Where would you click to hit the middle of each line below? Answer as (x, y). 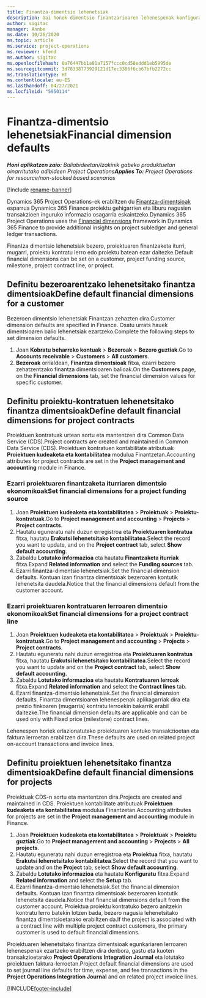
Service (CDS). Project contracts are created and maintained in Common (98, 442)
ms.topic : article (30, 40)
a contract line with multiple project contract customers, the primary (101, 926)
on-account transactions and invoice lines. (61, 744)
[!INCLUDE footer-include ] (39, 988)
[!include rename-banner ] (39, 190)
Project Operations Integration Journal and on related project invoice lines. (102, 977)
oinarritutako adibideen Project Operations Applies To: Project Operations (100, 171)
